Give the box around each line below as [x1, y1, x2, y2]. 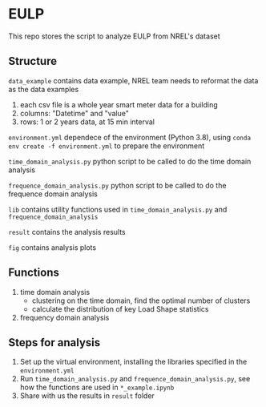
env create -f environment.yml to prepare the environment [8, 141, 205, 151]
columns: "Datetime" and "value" [19, 108, 130, 118]
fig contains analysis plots [8, 242, 97, 252]
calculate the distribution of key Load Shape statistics [31, 304, 209, 313]
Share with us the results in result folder [19, 391, 155, 401]
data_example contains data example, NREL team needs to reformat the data [8, 75, 259, 85]
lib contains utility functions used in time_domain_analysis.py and [8, 204, 228, 214]
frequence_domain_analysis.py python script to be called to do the [8, 180, 227, 190]
